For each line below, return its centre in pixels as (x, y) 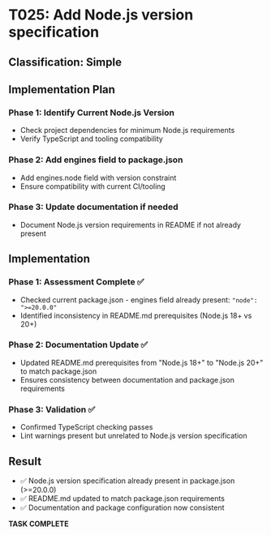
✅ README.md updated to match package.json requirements (123, 498)
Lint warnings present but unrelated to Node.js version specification (133, 436)
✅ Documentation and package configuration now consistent (122, 507)
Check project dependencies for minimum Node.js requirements (127, 131)
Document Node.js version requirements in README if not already (131, 225)
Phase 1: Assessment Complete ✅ (76, 282)
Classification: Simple (65, 62)
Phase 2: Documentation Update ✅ (78, 345)
